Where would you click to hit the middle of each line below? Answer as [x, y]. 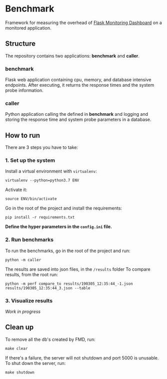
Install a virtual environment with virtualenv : [51, 171]
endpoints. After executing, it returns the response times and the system [80, 85]
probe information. [24, 90]
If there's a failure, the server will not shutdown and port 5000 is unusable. [82, 358]
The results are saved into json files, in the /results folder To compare [78, 269]
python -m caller [23, 260]
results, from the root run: [32, 274]
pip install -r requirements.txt [40, 218]
